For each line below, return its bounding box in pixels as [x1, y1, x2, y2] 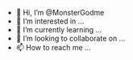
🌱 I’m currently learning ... [15, 25, 102, 34]
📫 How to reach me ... [15, 43, 91, 52]
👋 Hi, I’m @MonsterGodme [15, 8, 105, 17]
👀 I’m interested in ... [15, 16, 85, 26]
